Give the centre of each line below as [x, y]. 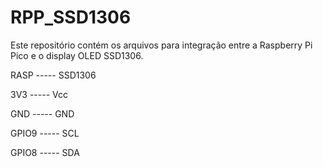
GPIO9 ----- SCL [45, 133]
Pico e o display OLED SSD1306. [77, 55]
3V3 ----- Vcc [39, 94]
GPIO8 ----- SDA [45, 152]
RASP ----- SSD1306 [53, 75]
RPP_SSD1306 [71, 17]
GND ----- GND [42, 113]
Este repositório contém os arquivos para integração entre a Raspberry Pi [161, 45]
